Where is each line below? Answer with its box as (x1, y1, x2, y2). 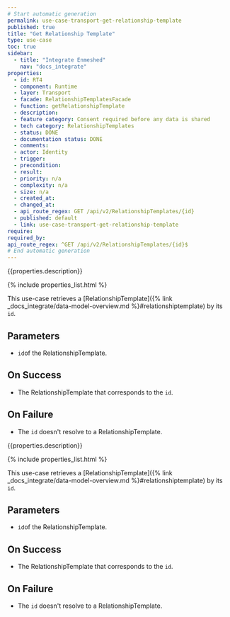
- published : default (13, 215, 78, 222)
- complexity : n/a (13, 181, 69, 188)
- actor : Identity (13, 149, 69, 156)
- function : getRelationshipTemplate (13, 103, 125, 110)
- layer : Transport (13, 89, 71, 96)
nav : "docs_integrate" (20, 63, 87, 70)
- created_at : (13, 195, 55, 202)
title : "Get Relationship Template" (7, 30, 115, 38)
